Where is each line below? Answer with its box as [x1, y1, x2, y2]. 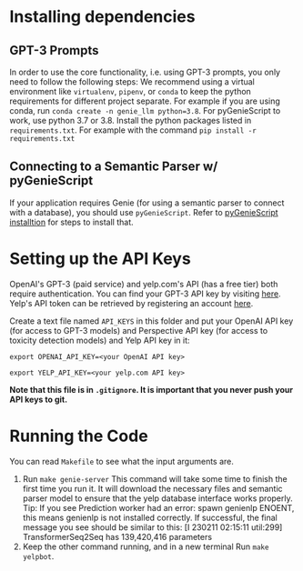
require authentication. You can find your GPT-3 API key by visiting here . [9, 288, 281, 299]
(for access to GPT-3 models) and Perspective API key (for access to [9, 325, 268, 336]
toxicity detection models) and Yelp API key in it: [9, 335, 190, 346]
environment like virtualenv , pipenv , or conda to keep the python [9, 86, 252, 96]
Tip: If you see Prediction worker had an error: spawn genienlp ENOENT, [22, 502, 295, 513]
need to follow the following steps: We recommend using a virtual [9, 76, 255, 87]
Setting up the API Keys [9, 248, 191, 269]
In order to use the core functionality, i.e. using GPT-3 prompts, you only [9, 66, 280, 77]
